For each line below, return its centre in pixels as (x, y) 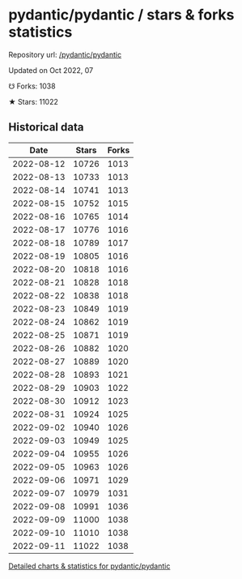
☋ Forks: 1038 (32, 86)
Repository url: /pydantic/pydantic (65, 54)
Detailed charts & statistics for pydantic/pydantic (89, 566)
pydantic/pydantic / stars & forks (121, 15)
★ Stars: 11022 (33, 101)
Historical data (46, 127)
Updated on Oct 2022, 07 (51, 70)
